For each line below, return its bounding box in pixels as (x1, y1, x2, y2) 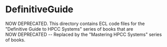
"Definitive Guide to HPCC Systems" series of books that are (5, 26, 133, 32)
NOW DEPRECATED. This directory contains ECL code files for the (5, 20, 145, 27)
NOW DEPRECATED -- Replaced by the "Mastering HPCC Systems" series (5, 31, 162, 37)
